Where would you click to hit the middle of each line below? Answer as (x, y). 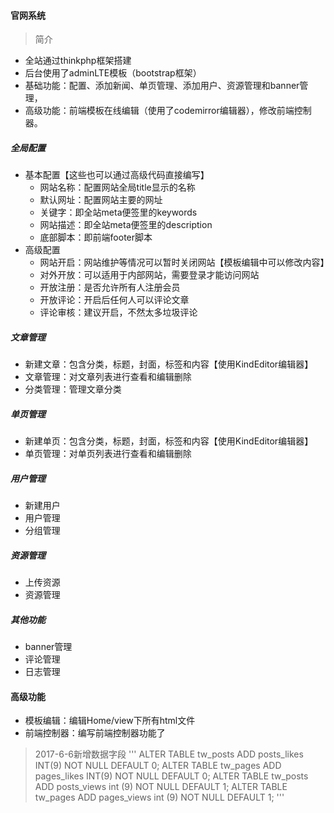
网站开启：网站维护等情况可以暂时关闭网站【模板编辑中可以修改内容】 (184, 262)
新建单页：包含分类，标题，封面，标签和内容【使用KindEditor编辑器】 (169, 441)
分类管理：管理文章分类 (73, 389)
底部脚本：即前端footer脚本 (96, 237)
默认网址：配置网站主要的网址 (101, 200)
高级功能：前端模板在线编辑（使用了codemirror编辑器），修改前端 (159, 111)
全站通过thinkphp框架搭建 (78, 61)
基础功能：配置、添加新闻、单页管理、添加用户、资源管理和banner (162, 86)
